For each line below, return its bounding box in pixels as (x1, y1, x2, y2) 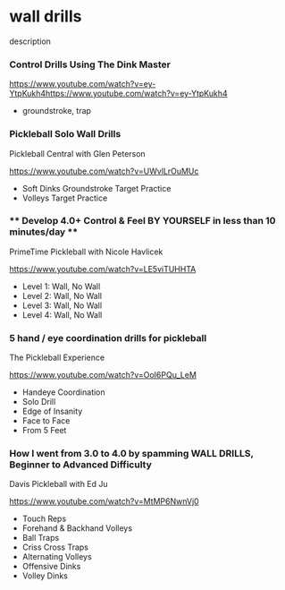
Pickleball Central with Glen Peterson (9, 148, 146, 158)
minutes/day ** (9, 226, 79, 238)
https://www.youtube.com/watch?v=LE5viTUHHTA (9, 263, 197, 274)
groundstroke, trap (21, 106, 92, 116)
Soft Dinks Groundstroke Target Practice (21, 183, 172, 193)
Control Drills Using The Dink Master (9, 58, 172, 71)
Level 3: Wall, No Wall (21, 300, 103, 311)
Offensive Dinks (21, 561, 81, 572)
